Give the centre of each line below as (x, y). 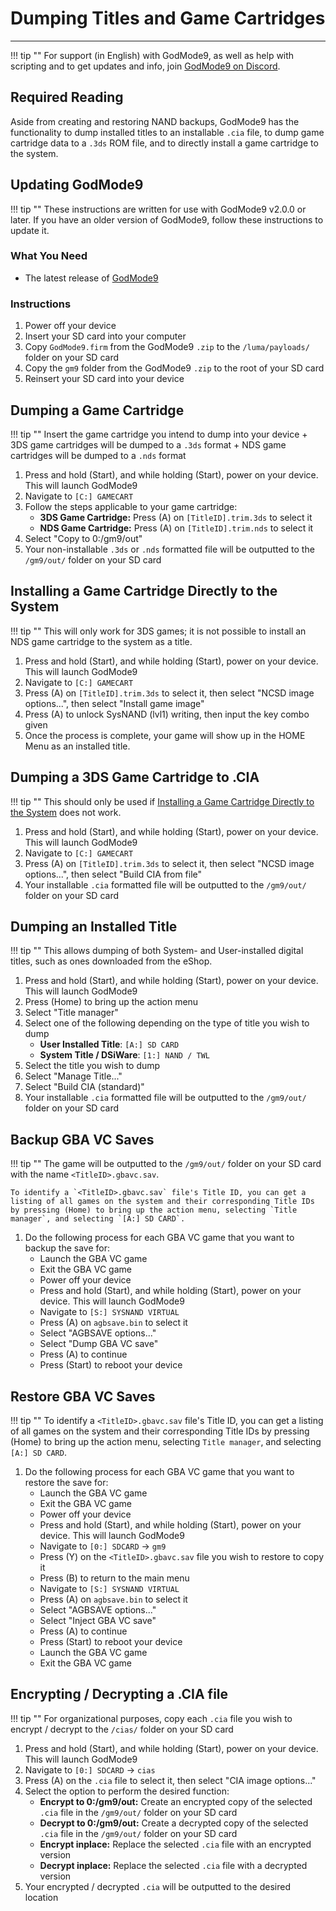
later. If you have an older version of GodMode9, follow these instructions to (167, 219)
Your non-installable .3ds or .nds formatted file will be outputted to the (169, 549)
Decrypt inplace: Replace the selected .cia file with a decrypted (173, 1865)
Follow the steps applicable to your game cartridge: (131, 506)
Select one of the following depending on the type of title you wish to (167, 1023)
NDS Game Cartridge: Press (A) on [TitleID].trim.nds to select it (176, 528)
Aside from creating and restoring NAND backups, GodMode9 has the (155, 121)
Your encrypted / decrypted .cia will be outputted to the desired (157, 1886)
